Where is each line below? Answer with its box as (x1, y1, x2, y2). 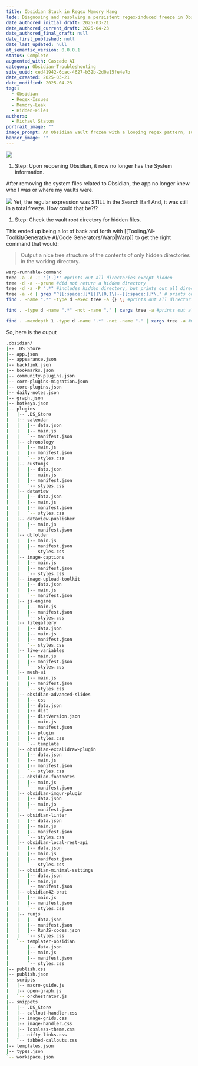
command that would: (6, 240, 59, 247)
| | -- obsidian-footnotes (6, 774, 75, 780)
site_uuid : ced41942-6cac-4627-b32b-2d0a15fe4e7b (6, 69, 131, 75)
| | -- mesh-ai (6, 670, 46, 676)
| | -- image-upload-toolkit (6, 576, 81, 582)
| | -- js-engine (6, 598, 51, 604)
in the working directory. (20, 257, 81, 265)
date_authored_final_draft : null (6, 31, 88, 37)
